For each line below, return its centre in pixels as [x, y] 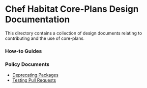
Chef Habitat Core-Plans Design [72, 9]
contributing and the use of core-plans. [45, 38]
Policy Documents [27, 64]
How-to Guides [24, 51]
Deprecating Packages [35, 75]
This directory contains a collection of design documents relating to [73, 33]
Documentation [38, 19]
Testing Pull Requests [34, 80]
